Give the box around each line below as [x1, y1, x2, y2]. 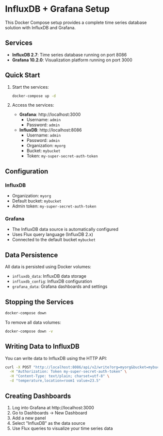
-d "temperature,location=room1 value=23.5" [9, 379, 101, 383]
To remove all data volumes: [5, 319, 62, 325]
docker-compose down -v [5, 329, 53, 334]
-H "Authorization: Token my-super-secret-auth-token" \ [9, 369, 127, 374]
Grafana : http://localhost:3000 [19, 112, 81, 117]
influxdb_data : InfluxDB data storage [12, 273, 86, 279]
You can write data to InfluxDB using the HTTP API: [5, 355, 107, 361]
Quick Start [5, 71, 40, 79]
